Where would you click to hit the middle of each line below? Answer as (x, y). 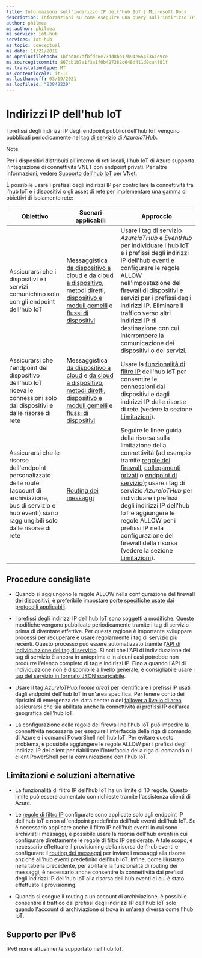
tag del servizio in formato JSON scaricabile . (70, 676)
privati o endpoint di (149, 475)
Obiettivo (35, 216)
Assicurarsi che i (33, 271)
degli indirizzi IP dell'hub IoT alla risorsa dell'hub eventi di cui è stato (99, 878)
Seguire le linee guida (151, 430)
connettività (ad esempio (156, 453)
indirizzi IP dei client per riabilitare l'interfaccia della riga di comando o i (103, 750)
